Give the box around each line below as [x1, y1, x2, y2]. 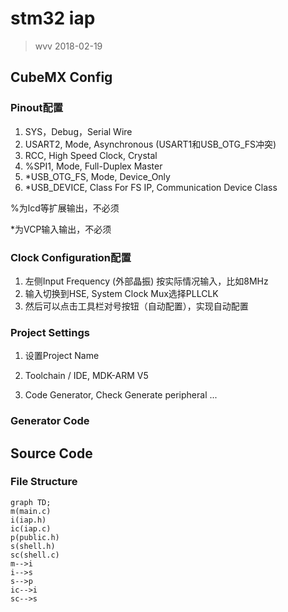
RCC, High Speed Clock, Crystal [24, 149, 158, 161]
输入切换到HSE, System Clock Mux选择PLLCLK [24, 287, 219, 299]
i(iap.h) [10, 515, 47, 525]
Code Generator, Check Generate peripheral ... [24, 389, 218, 401]
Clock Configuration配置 [10, 250, 132, 264]
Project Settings [10, 325, 90, 339]
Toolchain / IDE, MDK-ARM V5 [24, 370, 149, 382]
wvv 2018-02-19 [34, 40, 103, 52]
